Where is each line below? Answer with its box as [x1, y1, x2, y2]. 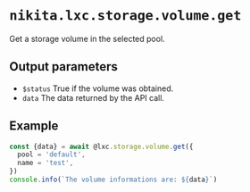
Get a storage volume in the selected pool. [9, 33, 165, 44]
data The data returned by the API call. [21, 92, 165, 103]
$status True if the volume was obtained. [21, 83, 174, 94]
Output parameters [9, 59, 118, 74]
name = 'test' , [17, 159, 74, 168]
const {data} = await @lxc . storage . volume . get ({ [9, 142, 194, 151]
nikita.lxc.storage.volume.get [9, 7, 242, 24]
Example [9, 119, 59, 134]
